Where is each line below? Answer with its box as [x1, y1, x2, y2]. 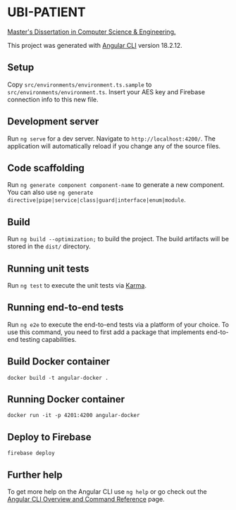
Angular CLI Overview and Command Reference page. [7, 495, 165, 504]
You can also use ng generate [7, 188, 94, 197]
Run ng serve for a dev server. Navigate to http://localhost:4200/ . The [7, 134, 216, 143]
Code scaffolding [7, 162, 85, 174]
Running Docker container [7, 393, 125, 405]
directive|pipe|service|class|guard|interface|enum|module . [7, 196, 186, 204]
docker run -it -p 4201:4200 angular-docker [7, 412, 140, 419]
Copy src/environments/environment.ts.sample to [7, 80, 152, 89]
